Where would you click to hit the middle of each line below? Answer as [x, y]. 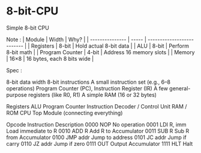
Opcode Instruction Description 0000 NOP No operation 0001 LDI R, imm [96, 124]
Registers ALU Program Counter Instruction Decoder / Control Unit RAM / [97, 106]
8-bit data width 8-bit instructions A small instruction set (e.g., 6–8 [88, 82]
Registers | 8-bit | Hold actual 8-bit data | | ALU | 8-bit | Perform [110, 46]
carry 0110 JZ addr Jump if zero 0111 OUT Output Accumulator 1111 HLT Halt [100, 143]
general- [180, 88]
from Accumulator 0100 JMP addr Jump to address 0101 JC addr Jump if [97, 137]
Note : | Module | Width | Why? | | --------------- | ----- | [76, 39]
